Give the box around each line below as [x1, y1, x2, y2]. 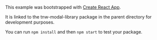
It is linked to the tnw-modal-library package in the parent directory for [5, 14, 152, 19]
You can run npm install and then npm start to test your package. [5, 29, 142, 34]
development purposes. [5, 19, 55, 25]
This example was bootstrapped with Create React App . [5, 4, 121, 10]
